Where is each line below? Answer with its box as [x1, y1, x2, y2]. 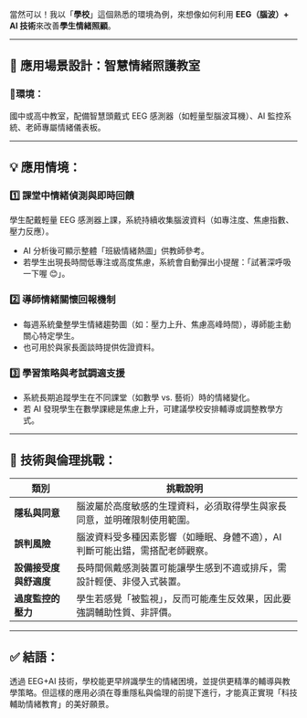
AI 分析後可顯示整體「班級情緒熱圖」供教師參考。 [22, 246, 210, 257]
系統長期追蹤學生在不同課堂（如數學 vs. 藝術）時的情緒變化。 [22, 392, 255, 403]
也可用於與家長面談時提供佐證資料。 [22, 342, 160, 353]
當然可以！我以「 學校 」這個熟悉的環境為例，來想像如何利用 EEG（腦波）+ [9, 9, 290, 19]
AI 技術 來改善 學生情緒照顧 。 [9, 20, 116, 31]
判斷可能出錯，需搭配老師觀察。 [76, 544, 215, 556]
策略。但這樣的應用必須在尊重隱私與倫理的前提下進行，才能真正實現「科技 [16, 687, 298, 698]
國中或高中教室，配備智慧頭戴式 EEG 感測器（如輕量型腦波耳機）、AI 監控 [9, 110, 284, 121]
